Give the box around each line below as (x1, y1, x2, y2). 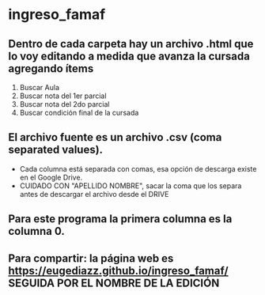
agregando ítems (8, 62, 94, 75)
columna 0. (8, 225, 65, 238)
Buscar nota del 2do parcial (19, 100, 110, 108)
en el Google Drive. (19, 172, 83, 182)
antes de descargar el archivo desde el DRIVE (19, 189, 169, 199)
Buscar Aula (19, 83, 60, 92)
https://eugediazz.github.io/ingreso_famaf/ (8, 263, 229, 278)
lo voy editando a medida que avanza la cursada (8, 49, 251, 62)
